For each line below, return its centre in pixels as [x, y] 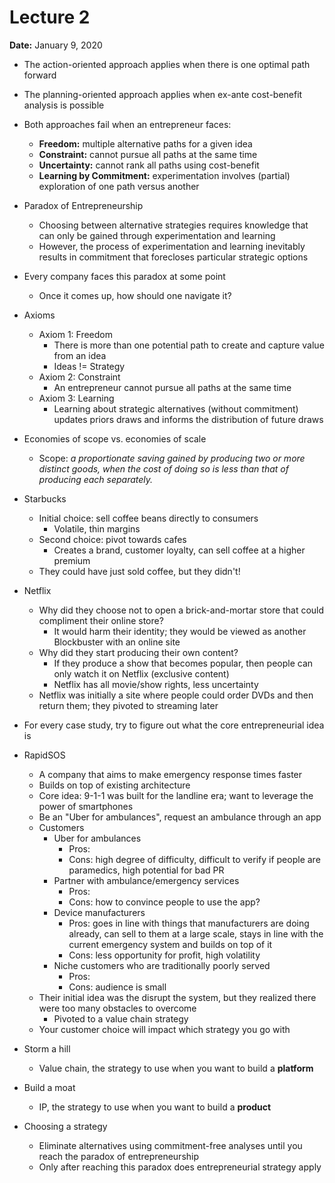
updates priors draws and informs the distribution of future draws [188, 419]
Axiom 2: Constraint [79, 377]
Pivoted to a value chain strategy [121, 1018]
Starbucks [45, 498]
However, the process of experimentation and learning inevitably [172, 246]
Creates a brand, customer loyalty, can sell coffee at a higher [179, 550]
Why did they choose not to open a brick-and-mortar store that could [181, 610]
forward [40, 75]
